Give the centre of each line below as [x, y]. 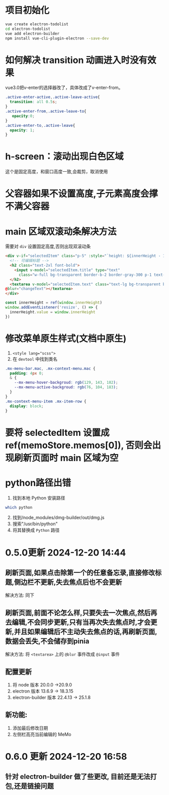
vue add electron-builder [32, 33]
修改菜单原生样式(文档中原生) [66, 338]
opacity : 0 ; [23, 116]
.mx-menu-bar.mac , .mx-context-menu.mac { [50, 368]
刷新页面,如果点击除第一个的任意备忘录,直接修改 [80, 573]
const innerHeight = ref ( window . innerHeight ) [54, 303]
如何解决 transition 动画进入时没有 [76, 60]
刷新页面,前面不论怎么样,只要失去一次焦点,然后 [78, 612]
